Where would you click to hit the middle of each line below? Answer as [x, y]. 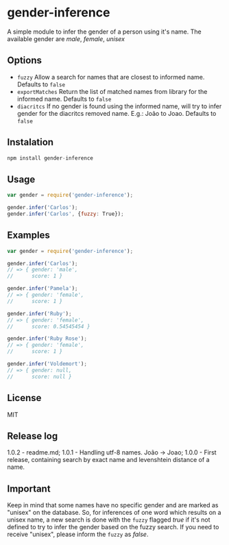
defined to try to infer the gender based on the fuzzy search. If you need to [113, 527]
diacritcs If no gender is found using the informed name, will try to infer [119, 106]
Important [29, 488]
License [24, 398]
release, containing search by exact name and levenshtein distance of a [108, 460]
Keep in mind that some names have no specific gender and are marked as [113, 505]
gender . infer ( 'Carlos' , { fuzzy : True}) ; [66, 214]
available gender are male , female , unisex [66, 38]
